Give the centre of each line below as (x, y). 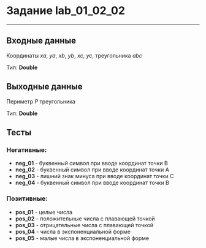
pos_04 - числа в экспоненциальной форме (73, 231)
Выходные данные (44, 87)
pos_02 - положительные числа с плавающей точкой (85, 219)
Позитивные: (27, 198)
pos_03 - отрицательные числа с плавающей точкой (84, 225)
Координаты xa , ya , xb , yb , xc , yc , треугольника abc (74, 55)
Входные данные (41, 41)
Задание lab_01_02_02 (66, 11)
